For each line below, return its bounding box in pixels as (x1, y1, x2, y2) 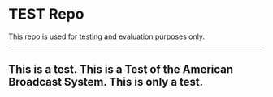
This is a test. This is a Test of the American (8, 62, 234, 77)
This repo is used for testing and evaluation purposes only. (8, 32, 206, 41)
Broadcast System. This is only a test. (8, 75, 204, 89)
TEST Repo (8, 5, 84, 23)
